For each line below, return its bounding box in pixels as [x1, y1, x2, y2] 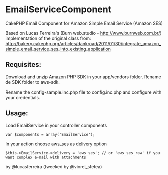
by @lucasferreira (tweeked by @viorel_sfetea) [5, 163, 102, 169]
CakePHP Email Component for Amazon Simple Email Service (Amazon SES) [5, 20, 163, 26]
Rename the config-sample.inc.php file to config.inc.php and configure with [5, 89, 162, 95]
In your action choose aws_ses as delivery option [5, 141, 107, 147]
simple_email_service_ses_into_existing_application [5, 46, 111, 52]
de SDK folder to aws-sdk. [5, 79, 60, 85]
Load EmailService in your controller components [5, 122, 107, 128]
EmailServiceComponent [5, 4, 112, 15]
